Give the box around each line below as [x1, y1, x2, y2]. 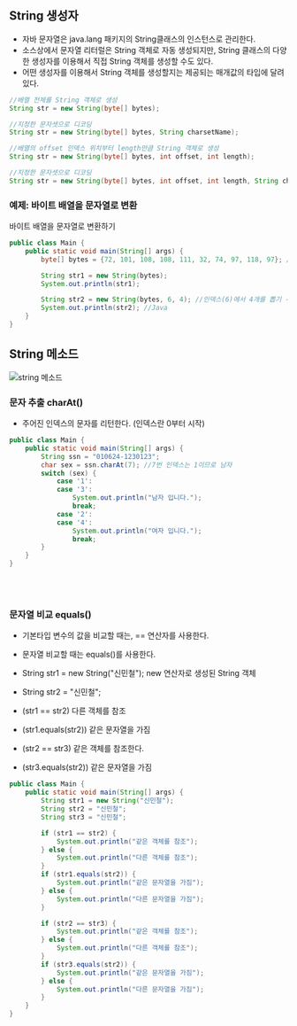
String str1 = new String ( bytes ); [41, 271, 168, 280]
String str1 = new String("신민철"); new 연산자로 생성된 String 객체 [21, 668, 256, 679]
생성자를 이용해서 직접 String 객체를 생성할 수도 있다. [31, 56, 214, 66]
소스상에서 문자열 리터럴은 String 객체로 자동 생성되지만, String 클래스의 [21, 44, 271, 55]
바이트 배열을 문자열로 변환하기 [9, 221, 117, 232]
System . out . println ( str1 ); [41, 279, 141, 288]
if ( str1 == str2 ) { [41, 828, 117, 837]
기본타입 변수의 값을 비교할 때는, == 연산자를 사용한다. [21, 630, 209, 641]
